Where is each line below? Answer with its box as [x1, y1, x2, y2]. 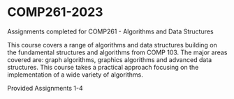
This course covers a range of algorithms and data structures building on [7, 40, 218, 49]
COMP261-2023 [7, 4, 103, 20]
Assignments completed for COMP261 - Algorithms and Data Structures [7, 27, 214, 36]
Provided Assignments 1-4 [7, 84, 83, 92]
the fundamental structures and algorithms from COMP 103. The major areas [7, 48, 228, 56]
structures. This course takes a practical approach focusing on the [7, 63, 199, 71]
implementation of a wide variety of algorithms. [7, 70, 143, 79]
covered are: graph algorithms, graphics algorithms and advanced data [7, 55, 212, 63]
